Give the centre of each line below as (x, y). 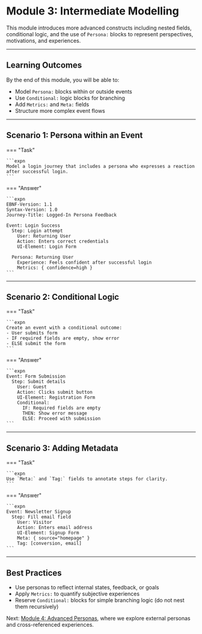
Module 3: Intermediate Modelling (93, 11)
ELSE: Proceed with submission (61, 419)
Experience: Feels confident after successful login (84, 262)
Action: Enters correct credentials (63, 241)
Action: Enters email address (55, 528)
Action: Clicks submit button (55, 392)
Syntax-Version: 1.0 (32, 209)
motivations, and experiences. (44, 40)
